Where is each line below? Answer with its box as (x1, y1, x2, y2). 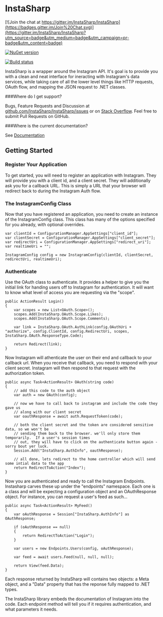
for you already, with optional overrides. (5, 221, 85, 228)
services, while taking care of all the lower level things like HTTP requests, (5, 79, 154, 85)
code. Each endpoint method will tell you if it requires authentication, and (5, 601, 152, 607)
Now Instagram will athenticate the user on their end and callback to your (5, 355, 152, 361)
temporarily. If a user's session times (5, 435, 91, 440)
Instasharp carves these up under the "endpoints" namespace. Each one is (5, 483, 156, 489)
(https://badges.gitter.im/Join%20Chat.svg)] (5, 24, 94, 30)
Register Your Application (5, 161, 67, 168)
